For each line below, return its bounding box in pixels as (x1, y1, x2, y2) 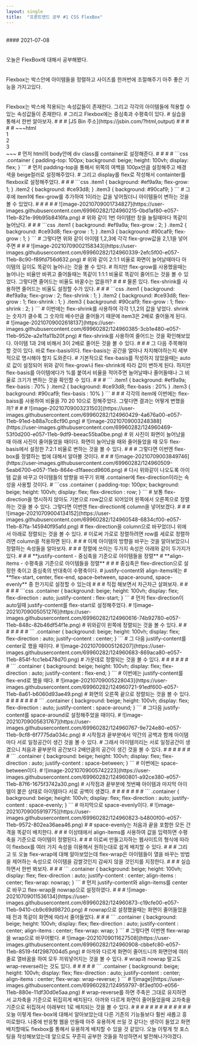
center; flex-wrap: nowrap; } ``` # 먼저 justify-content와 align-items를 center (6, 879, 188, 886)
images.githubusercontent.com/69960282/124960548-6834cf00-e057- (6, 515, 182, 523)
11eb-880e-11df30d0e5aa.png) (6, 989, 81, 996)
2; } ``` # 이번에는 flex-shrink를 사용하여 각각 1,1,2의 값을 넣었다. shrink (25, 305, 189, 312)
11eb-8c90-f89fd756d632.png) (6, 256, 81, 263)
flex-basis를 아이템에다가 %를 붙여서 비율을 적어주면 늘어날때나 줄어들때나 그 (6, 369, 184, 376)
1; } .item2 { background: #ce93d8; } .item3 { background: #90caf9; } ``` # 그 (6, 186, 191, 193)
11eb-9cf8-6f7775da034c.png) (6, 731, 81, 738)
